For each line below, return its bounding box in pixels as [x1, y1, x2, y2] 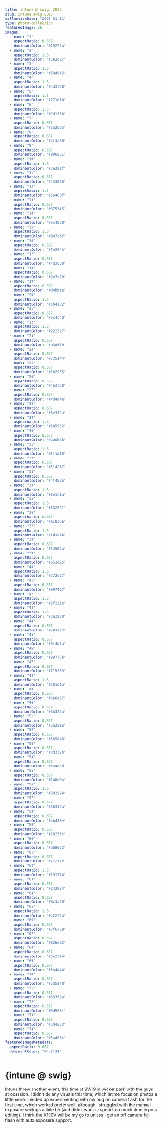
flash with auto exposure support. [5, 1117, 73, 1123]
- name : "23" [9, 333, 36, 338]
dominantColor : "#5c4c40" [14, 315, 66, 320]
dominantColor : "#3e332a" [14, 410, 66, 415]
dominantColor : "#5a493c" [14, 1035, 66, 1040]
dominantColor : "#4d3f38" [14, 84, 66, 89]
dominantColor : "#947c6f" [14, 233, 66, 239]
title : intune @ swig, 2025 [5, 7, 62, 12]
